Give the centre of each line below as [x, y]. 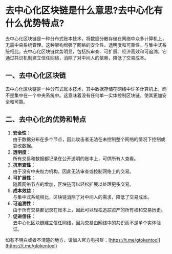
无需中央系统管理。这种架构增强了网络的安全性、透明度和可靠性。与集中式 [84, 45]
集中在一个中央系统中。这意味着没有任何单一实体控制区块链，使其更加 [88, 95]
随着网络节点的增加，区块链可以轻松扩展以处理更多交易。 [73, 184]
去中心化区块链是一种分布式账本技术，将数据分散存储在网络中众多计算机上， [86, 38]
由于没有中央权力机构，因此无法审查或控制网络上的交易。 [73, 171]
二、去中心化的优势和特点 [46, 119]
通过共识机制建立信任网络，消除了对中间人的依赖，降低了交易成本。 [77, 57]
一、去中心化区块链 [36, 76]
